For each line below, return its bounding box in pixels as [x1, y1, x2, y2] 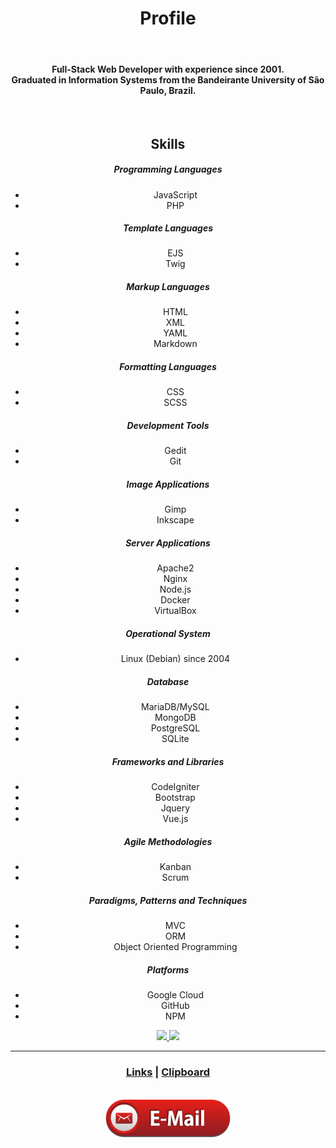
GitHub [161, 1000, 190, 1012]
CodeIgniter [151, 781, 200, 793]
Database [146, 675, 190, 687]
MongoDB [154, 712, 197, 724]
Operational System [125, 627, 211, 639]
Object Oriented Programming [113, 941, 238, 953]
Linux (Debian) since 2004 [120, 653, 231, 665]
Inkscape [156, 514, 195, 526]
